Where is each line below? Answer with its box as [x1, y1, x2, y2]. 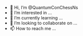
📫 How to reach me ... [9, 26, 56, 31]
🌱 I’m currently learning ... [9, 15, 63, 20]
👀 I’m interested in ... [9, 10, 52, 16]
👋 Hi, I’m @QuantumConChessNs [9, 5, 79, 10]
